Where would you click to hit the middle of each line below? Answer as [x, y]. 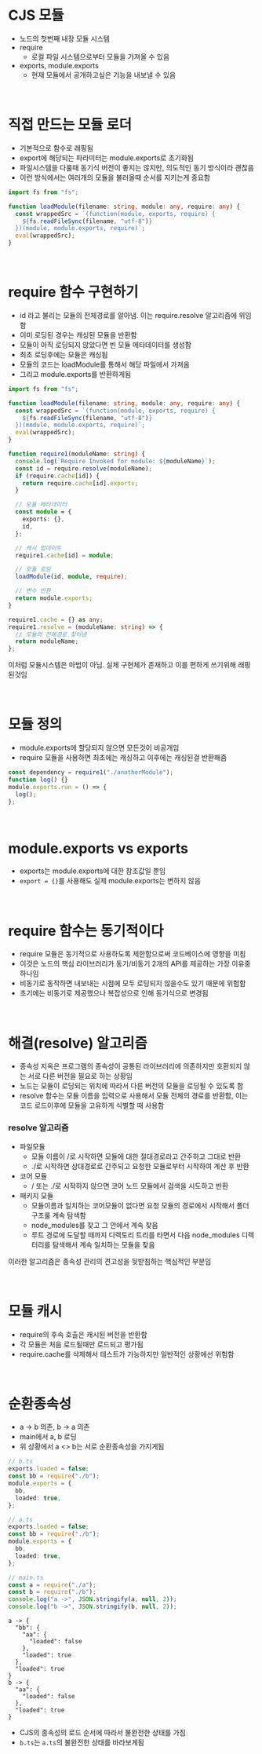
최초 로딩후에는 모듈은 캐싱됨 [64, 354]
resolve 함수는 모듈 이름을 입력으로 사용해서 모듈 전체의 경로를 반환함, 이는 [134, 1096]
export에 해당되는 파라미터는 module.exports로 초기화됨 [107, 158]
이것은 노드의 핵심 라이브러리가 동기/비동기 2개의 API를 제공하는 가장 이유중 [135, 964]
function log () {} [38, 780]
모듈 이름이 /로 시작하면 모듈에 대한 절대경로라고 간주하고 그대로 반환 [136, 1156]
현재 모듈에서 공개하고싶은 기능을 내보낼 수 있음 [104, 75]
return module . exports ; [54, 598]
